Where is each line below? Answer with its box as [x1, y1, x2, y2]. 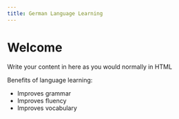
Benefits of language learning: [7, 76, 93, 84]
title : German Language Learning [7, 10, 103, 17]
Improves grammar [17, 89, 72, 97]
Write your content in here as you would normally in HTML [7, 63, 173, 71]
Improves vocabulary [17, 104, 78, 112]
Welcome [7, 39, 63, 55]
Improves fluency [17, 96, 67, 105]
